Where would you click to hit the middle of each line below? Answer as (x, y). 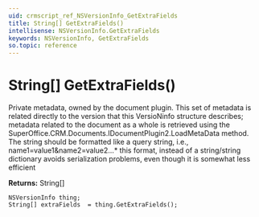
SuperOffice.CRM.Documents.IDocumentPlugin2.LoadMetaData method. (129, 133)
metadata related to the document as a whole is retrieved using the (119, 125)
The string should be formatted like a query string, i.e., (99, 142)
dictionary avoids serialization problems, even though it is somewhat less (129, 159)
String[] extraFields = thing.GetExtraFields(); (93, 205)
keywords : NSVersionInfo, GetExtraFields (79, 38)
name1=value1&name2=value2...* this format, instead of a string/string (125, 150)
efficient (22, 168)
